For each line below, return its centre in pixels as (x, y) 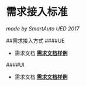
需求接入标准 (37, 12)
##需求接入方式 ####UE (35, 40)
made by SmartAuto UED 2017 (43, 28)
